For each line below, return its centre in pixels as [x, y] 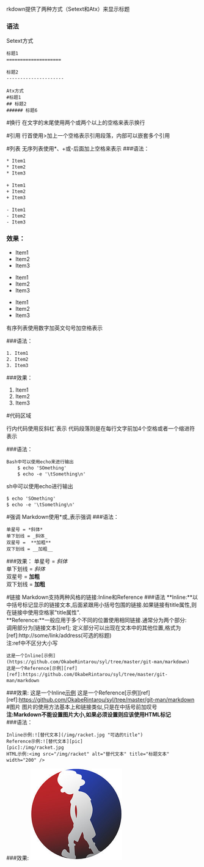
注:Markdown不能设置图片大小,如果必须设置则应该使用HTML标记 [89, 714]
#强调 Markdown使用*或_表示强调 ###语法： [63, 516]
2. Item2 [17, 359]
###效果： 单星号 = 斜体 [37, 561]
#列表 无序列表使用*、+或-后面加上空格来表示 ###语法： [78, 149]
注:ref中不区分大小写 [32, 643]
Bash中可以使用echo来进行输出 [40, 462]
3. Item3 [17, 365]
